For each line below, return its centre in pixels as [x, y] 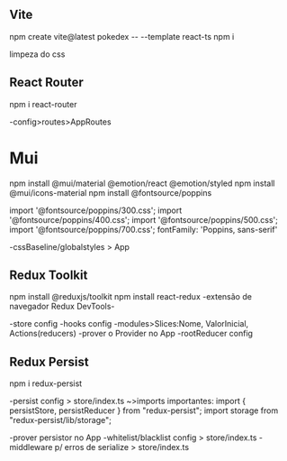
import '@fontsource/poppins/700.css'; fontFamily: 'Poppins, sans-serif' [143, 229]
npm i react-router [43, 104]
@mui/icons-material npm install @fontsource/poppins [111, 192]
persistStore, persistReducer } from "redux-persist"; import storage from [144, 410]
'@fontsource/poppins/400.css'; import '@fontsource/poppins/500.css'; [144, 219]
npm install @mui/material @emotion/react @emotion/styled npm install [142, 183]
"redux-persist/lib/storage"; [61, 420]
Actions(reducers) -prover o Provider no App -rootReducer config [131, 334]
